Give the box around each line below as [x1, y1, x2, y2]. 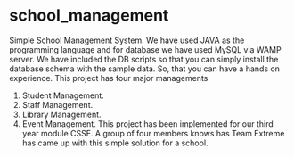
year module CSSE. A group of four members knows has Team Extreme [21, 128, 285, 138]
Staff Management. [21, 99, 94, 110]
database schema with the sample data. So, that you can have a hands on [9, 63, 281, 74]
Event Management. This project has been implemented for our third [21, 118, 274, 129]
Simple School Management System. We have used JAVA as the [9, 35, 245, 45]
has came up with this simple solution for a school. [21, 137, 208, 148]
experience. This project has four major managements [9, 72, 208, 83]
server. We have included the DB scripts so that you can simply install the [9, 54, 279, 64]
